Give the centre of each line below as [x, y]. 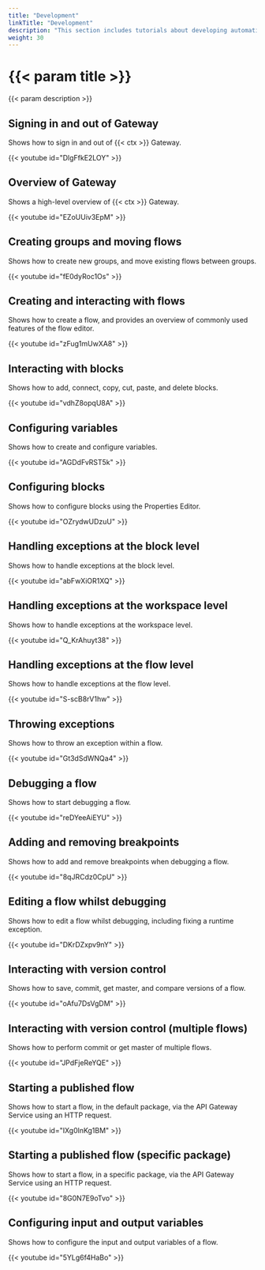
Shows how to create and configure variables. [83, 447]
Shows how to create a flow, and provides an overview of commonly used [128, 320]
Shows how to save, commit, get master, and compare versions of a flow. [127, 988]
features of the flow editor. [51, 328]
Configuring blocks [56, 487]
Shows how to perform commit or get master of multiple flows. [110, 1048]
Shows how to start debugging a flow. [70, 802]
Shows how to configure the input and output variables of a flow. [113, 1242]
